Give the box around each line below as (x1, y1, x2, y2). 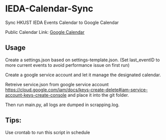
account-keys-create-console (5, 92, 67, 98)
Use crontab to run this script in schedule (5, 129, 90, 135)
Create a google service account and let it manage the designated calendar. (5, 72, 161, 78)
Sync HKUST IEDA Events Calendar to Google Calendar (5, 19, 119, 25)
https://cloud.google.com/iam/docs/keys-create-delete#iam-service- (5, 87, 148, 93)
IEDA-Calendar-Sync (5, 3, 94, 14)
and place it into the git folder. (67, 92, 129, 98)
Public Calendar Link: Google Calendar (5, 29, 85, 35)
